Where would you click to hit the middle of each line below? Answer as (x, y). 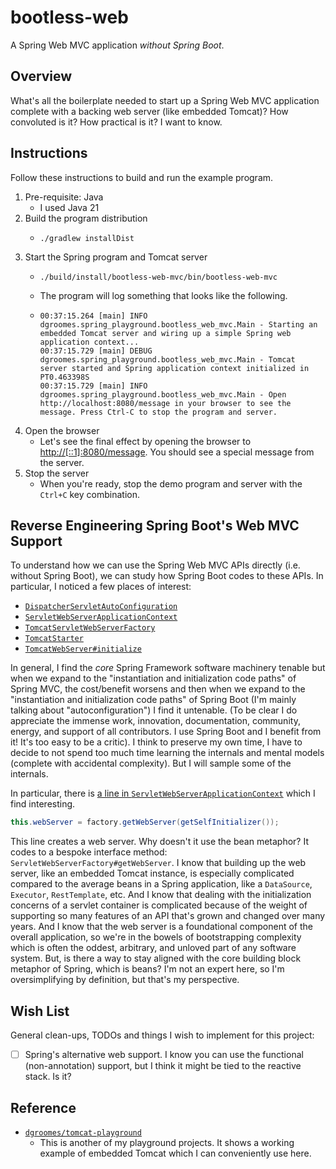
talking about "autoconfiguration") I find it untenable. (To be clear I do (154, 710)
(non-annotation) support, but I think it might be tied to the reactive (163, 1066)
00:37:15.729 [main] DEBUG (96, 351)
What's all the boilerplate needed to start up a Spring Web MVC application (165, 100)
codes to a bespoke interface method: (89, 852)
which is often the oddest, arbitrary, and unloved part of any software (153, 948)
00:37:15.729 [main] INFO (93, 386)
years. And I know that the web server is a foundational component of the (161, 927)
